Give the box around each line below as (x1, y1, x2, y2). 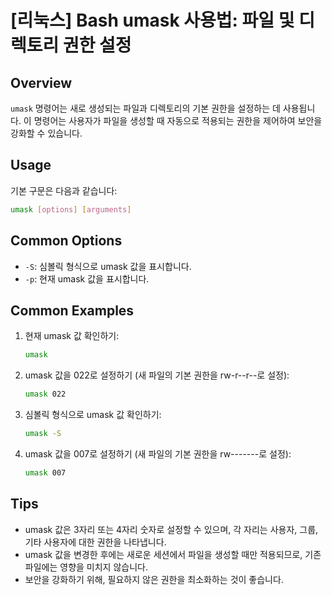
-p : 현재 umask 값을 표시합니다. (24, 272, 150, 285)
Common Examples (10, 302, 135, 319)
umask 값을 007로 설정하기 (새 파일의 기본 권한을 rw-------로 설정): (24, 447, 292, 460)
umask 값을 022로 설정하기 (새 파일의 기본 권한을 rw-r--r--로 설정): (24, 369, 290, 381)
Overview (10, 74, 73, 91)
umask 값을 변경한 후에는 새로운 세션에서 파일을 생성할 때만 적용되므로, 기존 (24, 548, 322, 560)
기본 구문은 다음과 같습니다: (10, 184, 118, 196)
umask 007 (24, 467, 67, 478)
